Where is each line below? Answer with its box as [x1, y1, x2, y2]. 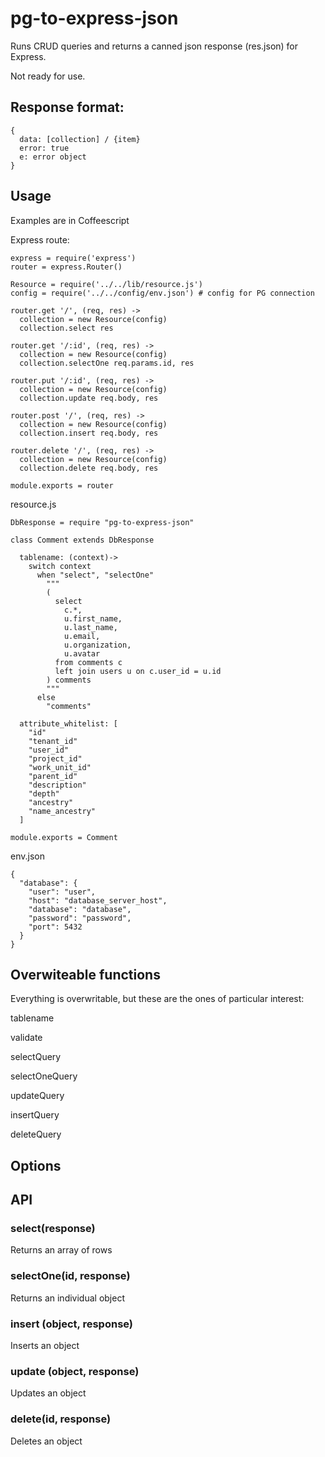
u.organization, [63, 640, 132, 650]
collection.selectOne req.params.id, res [19, 358, 195, 368]
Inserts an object [10, 1340, 80, 1352]
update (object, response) [10, 1364, 140, 1378]
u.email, [63, 631, 101, 641]
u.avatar [63, 648, 101, 659]
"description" [28, 780, 87, 790]
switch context [28, 561, 92, 571]
